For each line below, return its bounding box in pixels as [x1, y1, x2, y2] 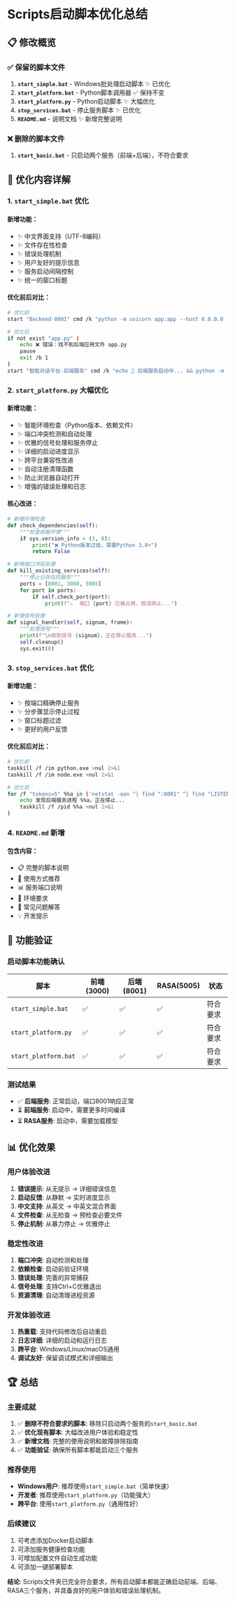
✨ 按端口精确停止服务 [17, 698, 80, 707]
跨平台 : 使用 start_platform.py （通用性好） [17, 1499, 142, 1508]
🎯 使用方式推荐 [17, 874, 61, 883]
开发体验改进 [7, 1310, 51, 1320]
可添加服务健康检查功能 [17, 1545, 85, 1553]
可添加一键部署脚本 [17, 1562, 73, 1571]
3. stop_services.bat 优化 [7, 663, 94, 673]
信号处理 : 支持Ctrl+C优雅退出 [17, 1282, 101, 1290]
